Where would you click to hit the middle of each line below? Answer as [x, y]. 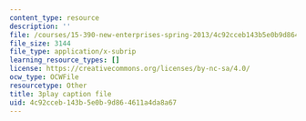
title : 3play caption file [61, 94]
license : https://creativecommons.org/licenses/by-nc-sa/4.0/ [130, 69]
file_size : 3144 [40, 43]
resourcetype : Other [49, 86]
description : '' [40, 26]
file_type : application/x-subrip [73, 52]
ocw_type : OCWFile [44, 77]
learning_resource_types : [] [65, 60]
